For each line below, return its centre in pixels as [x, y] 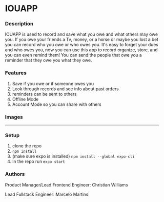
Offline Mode [25, 99]
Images [14, 117]
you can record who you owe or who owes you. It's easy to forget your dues [82, 45]
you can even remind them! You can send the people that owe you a [73, 55]
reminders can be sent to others [44, 94]
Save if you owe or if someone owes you [53, 83]
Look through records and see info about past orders [65, 89]
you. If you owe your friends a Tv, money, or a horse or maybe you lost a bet [82, 40]
